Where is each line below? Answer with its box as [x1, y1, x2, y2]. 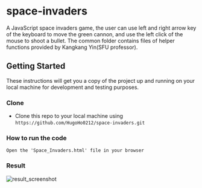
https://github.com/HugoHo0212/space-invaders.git [14, 120, 145, 126]
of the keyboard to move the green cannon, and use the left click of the [6, 30, 183, 37]
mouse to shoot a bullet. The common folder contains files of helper [6, 37, 175, 44]
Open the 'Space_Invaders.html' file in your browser [6, 147, 145, 154]
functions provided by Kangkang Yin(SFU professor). [6, 44, 138, 51]
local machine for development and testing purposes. [6, 83, 139, 91]
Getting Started [6, 61, 66, 71]
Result [6, 161, 26, 170]
